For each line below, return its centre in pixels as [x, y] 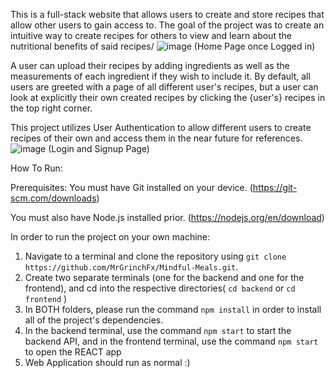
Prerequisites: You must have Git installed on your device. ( [131, 187]
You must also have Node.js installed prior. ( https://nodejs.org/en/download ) [167, 217]
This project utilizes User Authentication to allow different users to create [161, 127]
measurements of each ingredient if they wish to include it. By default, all [160, 76]
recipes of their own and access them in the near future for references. [156, 138]
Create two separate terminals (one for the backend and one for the [164, 277]
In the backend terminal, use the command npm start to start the [158, 330]
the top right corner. [51, 108]
